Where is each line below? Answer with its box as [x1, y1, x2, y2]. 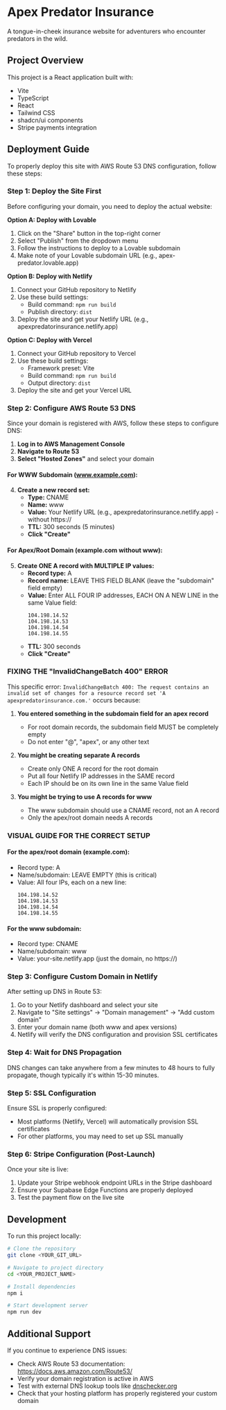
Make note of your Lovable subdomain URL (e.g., [17, 251, 157, 259]
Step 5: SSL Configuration [7, 1088, 97, 1098]
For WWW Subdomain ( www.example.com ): [7, 470, 138, 479]
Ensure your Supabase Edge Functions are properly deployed [17, 1186, 193, 1194]
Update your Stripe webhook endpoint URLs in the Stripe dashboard [17, 1178, 212, 1187]
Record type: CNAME [17, 940, 78, 948]
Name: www [27, 501, 64, 509]
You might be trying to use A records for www [17, 792, 153, 801]
